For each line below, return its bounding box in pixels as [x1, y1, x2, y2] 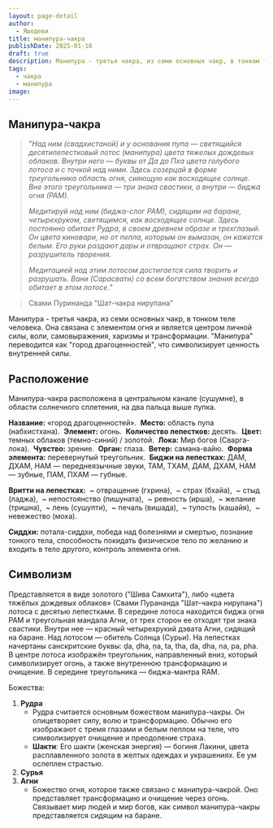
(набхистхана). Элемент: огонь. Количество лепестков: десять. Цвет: [8, 427, 262, 436]
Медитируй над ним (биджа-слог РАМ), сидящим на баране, [28, 206, 242, 216]
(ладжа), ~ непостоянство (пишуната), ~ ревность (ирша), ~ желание [8, 494, 256, 503]
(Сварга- [219, 435, 250, 445]
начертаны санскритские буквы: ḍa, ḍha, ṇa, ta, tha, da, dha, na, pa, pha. [8, 640, 258, 650]
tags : [8, 65, 27, 73]
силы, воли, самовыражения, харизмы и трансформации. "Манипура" [8, 331, 253, 341]
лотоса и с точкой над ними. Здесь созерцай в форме [28, 165, 218, 175]
